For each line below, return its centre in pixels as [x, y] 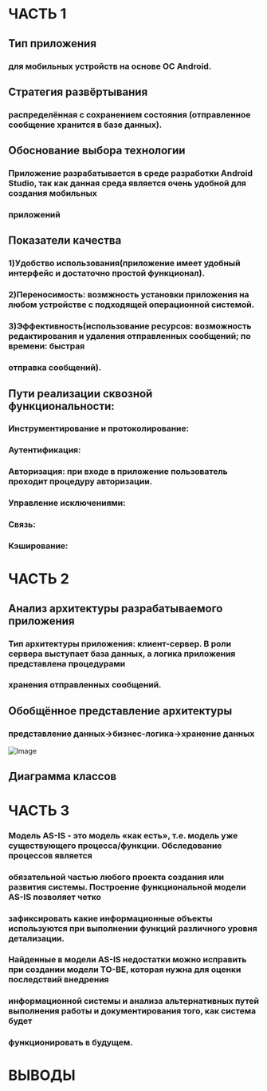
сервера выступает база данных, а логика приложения [122, 654]
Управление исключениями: [67, 503]
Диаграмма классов [63, 776]
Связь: [22, 524]
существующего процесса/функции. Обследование [115, 846]
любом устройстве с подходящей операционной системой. [132, 305]
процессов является [51, 855]
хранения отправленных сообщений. [85, 685]
